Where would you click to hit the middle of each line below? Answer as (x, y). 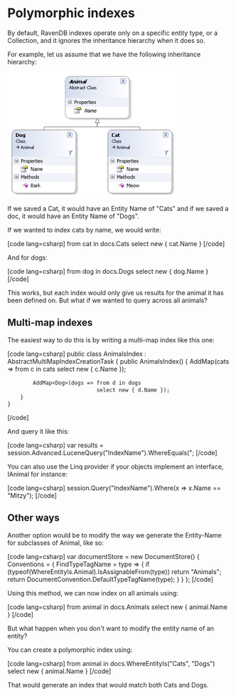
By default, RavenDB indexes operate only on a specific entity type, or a (113, 33)
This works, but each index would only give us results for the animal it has (116, 292)
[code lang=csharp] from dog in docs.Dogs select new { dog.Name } (108, 271)
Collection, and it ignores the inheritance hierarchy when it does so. (106, 40)
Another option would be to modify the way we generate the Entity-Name (115, 535)
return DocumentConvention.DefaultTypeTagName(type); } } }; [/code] (111, 579)
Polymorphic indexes (71, 13)
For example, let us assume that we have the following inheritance (104, 54)
